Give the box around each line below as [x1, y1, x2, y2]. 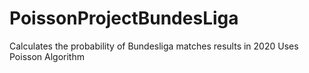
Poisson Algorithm [9, 50, 85, 62]
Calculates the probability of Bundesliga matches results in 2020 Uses [9, 40, 299, 52]
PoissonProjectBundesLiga [9, 7, 239, 30]
